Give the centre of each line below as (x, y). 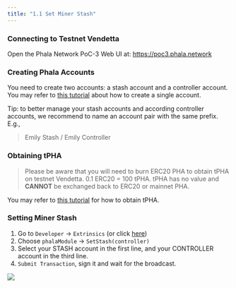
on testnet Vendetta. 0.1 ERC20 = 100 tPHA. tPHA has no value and (122, 179)
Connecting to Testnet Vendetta (64, 38)
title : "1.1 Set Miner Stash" (52, 14)
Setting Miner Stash (42, 218)
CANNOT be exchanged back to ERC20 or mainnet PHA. (107, 186)
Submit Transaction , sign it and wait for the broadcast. (97, 263)
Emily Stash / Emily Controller (67, 138)
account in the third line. (53, 256)
